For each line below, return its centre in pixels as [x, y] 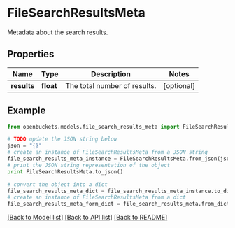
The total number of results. [111, 85]
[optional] [179, 85]
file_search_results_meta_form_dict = [64, 204]
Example [27, 111]
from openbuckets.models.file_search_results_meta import [93, 127]
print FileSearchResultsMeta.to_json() [65, 172]
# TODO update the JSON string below [62, 139]
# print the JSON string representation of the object [89, 165]
